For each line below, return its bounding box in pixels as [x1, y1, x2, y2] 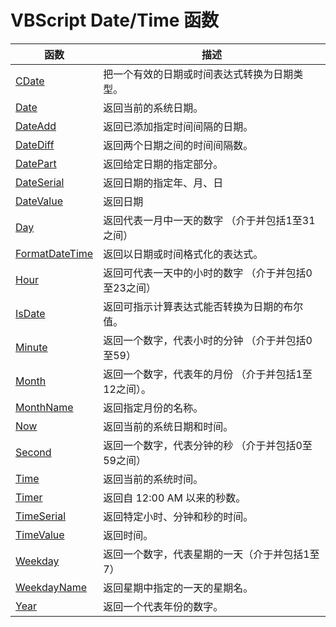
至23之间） [103, 281, 157, 295]
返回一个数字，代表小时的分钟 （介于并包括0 [103, 333, 313, 347]
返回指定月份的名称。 [103, 401, 204, 415]
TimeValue [15, 527, 65, 541]
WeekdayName [15, 580, 88, 594]
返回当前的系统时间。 [103, 472, 204, 486]
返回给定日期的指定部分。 [103, 157, 224, 171]
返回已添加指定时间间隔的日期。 [103, 119, 254, 133]
